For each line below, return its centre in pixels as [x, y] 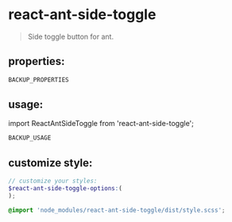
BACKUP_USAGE [30, 138]
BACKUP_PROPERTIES [39, 80]
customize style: [50, 163]
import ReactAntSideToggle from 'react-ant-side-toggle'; [101, 124]
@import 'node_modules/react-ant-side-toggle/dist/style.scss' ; [117, 210]
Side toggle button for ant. [70, 36]
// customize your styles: [53, 181]
